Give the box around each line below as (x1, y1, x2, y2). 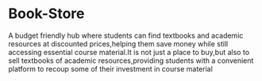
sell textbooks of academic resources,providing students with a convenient (8, 56, 254, 65)
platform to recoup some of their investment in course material (8, 64, 213, 73)
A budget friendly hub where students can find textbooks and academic (8, 31, 244, 40)
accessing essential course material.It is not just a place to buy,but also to (8, 47, 250, 57)
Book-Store (8, 5, 85, 23)
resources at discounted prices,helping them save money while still (8, 39, 229, 48)
